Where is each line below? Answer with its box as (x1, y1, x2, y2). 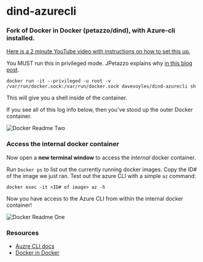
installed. (6, 34, 35, 42)
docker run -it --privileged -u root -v (6, 78, 112, 84)
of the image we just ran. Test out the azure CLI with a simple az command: (6, 172, 196, 179)
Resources (6, 228, 39, 237)
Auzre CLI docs (15, 242, 55, 250)
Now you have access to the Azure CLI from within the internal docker (6, 195, 184, 202)
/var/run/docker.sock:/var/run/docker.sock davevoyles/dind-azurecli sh (6, 83, 196, 90)
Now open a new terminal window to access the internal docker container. (6, 153, 196, 161)
